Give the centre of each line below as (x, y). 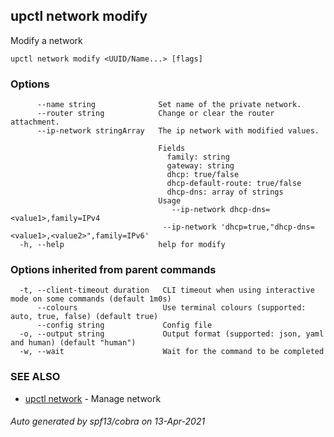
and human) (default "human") (73, 343)
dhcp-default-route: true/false (234, 184)
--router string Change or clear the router (155, 114)
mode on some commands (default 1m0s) (91, 299)
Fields (172, 149)
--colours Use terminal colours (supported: (171, 308)
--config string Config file (124, 325)
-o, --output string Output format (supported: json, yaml (172, 334)
